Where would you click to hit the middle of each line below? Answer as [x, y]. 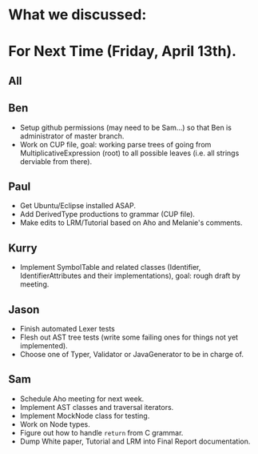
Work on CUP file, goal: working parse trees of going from [115, 144]
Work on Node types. [55, 424]
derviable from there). [56, 161]
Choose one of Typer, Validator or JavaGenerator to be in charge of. [131, 355]
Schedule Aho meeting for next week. [82, 399]
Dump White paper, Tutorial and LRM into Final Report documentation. [135, 441]
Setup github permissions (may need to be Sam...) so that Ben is [125, 127]
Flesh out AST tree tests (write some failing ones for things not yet [129, 337]
